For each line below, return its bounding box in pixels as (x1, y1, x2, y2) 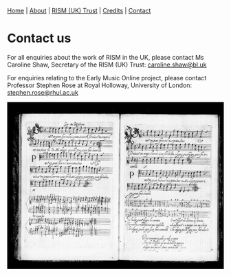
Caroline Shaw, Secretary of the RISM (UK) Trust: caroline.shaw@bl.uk (7, 60, 208, 69)
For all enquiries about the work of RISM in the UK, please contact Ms (7, 53, 204, 61)
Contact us (7, 31, 71, 46)
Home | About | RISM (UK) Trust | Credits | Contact (7, 7, 151, 14)
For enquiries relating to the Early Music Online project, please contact (7, 73, 207, 82)
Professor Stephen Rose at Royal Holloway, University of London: (7, 81, 192, 89)
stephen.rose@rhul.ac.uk (7, 88, 79, 96)
